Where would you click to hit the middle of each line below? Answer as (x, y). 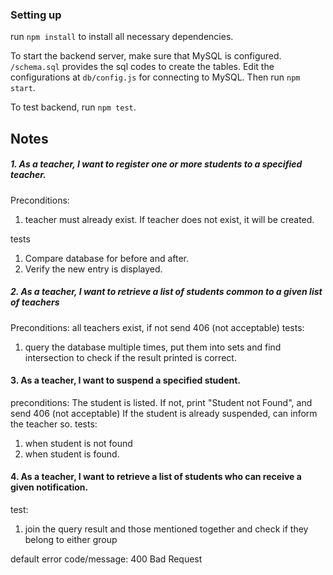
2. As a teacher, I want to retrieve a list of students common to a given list (166, 292)
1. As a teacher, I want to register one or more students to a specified (156, 164)
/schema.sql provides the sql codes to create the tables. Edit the (142, 67)
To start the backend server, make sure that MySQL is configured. (146, 56)
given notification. (49, 487)
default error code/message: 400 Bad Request (106, 559)
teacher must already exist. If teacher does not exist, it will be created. (169, 219)
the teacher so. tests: (54, 424)
